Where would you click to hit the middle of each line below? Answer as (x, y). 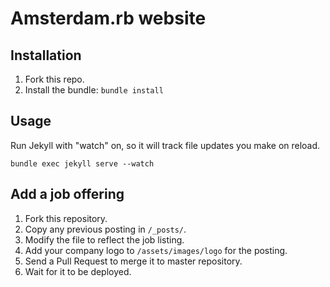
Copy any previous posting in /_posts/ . (105, 229)
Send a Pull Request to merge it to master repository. (133, 261)
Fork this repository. (66, 218)
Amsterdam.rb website (108, 18)
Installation (46, 55)
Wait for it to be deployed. (78, 271)
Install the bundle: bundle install (94, 90)
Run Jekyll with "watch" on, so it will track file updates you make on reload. (165, 145)
